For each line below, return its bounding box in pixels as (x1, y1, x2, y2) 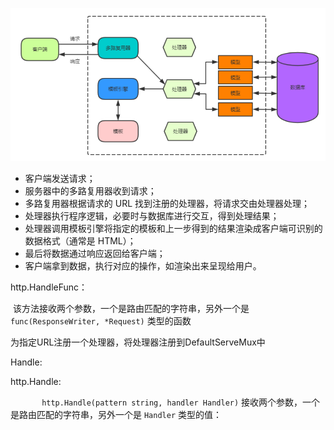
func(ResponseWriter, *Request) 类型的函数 (10, 315, 192, 327)
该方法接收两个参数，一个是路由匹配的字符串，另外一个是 (12, 303, 250, 315)
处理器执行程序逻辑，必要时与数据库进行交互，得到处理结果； (24, 210, 280, 222)
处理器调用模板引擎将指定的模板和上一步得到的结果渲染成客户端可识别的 (24, 223, 323, 235)
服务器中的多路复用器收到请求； (24, 185, 157, 197)
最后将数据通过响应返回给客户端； (24, 248, 166, 260)
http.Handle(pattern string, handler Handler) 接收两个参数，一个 (41, 396, 321, 408)
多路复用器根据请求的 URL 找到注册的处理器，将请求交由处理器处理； (24, 198, 311, 210)
